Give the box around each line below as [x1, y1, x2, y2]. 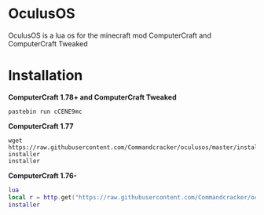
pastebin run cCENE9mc [8, 107, 82, 115]
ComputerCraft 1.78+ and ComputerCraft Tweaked [8, 92, 177, 102]
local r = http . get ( [8, 193, 76, 201]
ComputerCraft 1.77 [8, 121, 74, 130]
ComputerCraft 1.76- [8, 170, 77, 180]
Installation [8, 67, 83, 85]
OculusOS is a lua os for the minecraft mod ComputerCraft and [8, 31, 212, 40]
